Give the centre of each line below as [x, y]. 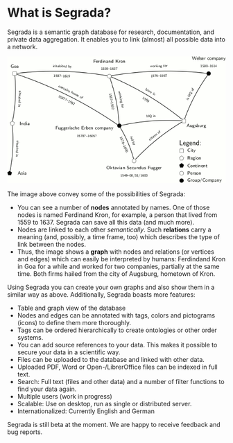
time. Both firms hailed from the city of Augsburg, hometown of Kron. [116, 273]
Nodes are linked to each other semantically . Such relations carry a [114, 229]
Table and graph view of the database [71, 308]
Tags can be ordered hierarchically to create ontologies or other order [117, 330]
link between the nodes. [52, 244]
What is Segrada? [59, 13]
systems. [30, 337]
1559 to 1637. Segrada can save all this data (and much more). [106, 222]
